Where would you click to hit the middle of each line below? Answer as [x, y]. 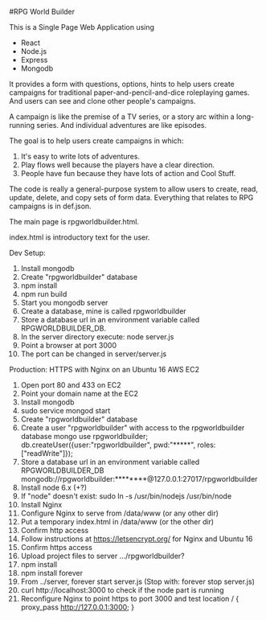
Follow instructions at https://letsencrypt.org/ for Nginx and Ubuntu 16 [137, 539]
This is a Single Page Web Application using [82, 27]
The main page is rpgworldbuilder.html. [74, 222]
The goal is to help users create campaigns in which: [96, 141]
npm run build [44, 294]
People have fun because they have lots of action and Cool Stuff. [128, 173]
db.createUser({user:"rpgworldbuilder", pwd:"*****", [108, 445]
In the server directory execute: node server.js [97, 337]
